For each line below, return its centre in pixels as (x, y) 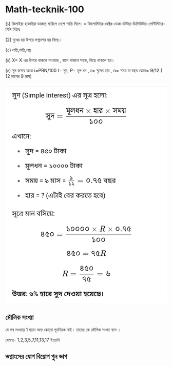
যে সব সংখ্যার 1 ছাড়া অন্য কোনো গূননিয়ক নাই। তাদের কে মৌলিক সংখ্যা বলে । (63, 330)
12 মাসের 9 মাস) (18, 76)
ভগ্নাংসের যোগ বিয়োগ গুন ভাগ (36, 357)
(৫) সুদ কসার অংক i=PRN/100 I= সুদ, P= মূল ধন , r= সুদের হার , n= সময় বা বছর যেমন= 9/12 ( (84, 70)
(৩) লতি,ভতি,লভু (18, 50)
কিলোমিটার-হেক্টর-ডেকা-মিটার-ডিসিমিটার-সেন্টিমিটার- (126, 24)
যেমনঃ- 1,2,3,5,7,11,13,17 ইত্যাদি (33, 340)
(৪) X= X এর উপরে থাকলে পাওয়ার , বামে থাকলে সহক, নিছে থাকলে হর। (60, 60)
